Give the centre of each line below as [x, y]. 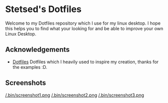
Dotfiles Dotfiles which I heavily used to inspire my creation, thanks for [86, 62]
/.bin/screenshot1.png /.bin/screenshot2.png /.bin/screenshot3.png [75, 95]
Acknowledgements [37, 49]
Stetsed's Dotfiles [44, 9]
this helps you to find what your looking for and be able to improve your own [84, 28]
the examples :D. [30, 67]
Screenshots [26, 83]
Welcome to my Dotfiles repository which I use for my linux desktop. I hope [83, 23]
